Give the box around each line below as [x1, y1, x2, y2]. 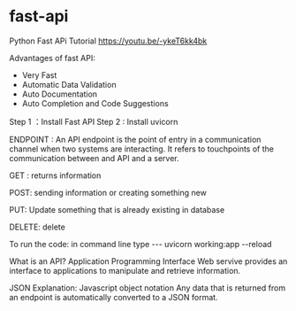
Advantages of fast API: [9, 52, 95, 63]
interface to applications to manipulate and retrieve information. [9, 265, 241, 276]
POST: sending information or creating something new [9, 187, 208, 198]
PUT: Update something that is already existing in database [9, 204, 225, 214]
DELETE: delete [9, 222, 66, 232]
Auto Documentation [21, 89, 98, 99]
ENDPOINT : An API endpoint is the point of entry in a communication [9, 134, 262, 144]
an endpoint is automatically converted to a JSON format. [9, 292, 218, 302]
